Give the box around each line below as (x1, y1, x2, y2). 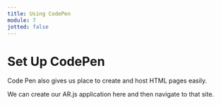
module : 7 (7, 17, 37, 24)
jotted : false (7, 23, 49, 30)
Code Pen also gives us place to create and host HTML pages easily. (7, 76, 208, 85)
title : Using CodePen (7, 10, 71, 17)
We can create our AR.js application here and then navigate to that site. (7, 90, 214, 99)
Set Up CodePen (7, 53, 105, 69)
